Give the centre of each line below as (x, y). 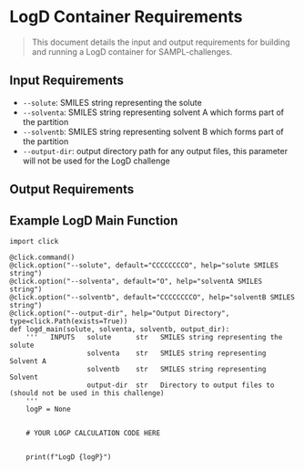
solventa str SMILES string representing (177, 353)
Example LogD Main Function (94, 220)
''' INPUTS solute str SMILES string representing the (154, 337)
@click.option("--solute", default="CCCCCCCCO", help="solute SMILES (144, 265)
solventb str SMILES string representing (177, 369)
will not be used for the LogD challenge (96, 161)
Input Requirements (67, 81)
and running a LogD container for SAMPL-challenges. (132, 51)
